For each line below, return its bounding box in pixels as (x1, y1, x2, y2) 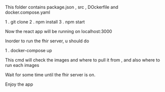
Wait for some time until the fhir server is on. (5, 72, 95, 78)
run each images (5, 62, 40, 68)
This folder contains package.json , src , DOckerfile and (5, 4, 119, 10)
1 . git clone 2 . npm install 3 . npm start (5, 19, 85, 25)
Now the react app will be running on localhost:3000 (5, 29, 112, 34)
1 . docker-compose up (5, 48, 52, 53)
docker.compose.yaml (5, 9, 50, 15)
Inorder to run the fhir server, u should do (5, 38, 89, 44)
